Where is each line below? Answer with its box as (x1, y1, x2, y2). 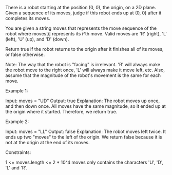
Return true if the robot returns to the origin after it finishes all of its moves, (5, 46, 164, 52)
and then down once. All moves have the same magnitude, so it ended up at (5, 103, 166, 109)
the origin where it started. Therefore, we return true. (5, 109, 118, 114)
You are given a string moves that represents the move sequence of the (5, 25, 157, 31)
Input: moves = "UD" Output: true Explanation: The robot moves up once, (5, 98, 160, 104)
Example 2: (5, 119, 29, 125)
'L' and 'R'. (5, 165, 27, 171)
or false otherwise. (5, 51, 45, 57)
